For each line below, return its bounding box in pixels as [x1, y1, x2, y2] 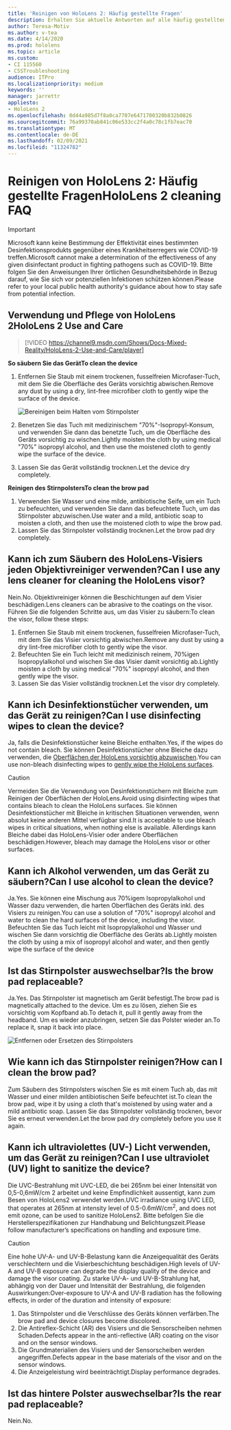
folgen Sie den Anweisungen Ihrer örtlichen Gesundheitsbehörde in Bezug [8, 267, 218, 276]
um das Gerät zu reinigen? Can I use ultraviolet [8, 1152, 210, 1164]
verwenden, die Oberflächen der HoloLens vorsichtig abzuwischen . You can [8, 753, 221, 761]
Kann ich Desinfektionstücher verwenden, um [8, 699, 208, 711]
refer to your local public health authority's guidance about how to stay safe [8, 282, 222, 290]
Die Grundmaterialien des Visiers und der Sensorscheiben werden [17, 1346, 205, 1355]
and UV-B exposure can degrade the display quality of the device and [13, 1267, 211, 1276]
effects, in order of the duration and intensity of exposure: [8, 1296, 172, 1304]
